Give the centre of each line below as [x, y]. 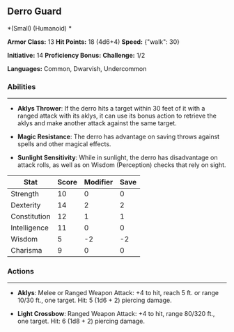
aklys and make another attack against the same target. [97, 123]
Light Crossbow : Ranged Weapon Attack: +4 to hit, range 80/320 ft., [116, 314]
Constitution [31, 216]
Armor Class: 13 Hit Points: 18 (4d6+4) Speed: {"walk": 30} [93, 42]
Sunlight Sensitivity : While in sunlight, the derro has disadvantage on [117, 158]
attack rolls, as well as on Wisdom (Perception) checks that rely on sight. [122, 165]
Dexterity [26, 205]
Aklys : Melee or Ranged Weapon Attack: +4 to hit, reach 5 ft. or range [118, 293]
